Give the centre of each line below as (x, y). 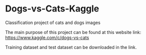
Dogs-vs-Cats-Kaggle (52, 9)
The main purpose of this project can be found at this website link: (73, 32)
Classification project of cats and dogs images (53, 22)
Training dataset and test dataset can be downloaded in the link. (71, 47)
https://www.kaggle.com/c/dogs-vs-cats (47, 37)
